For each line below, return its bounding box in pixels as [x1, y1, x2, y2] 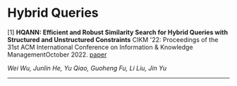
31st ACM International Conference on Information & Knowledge [7, 43, 193, 51]
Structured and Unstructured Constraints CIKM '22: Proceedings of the [7, 35, 219, 43]
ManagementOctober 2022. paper [7, 50, 107, 59]
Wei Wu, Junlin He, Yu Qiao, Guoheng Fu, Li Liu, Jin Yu [7, 64, 167, 72]
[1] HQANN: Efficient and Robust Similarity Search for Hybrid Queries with [7, 28, 228, 36]
